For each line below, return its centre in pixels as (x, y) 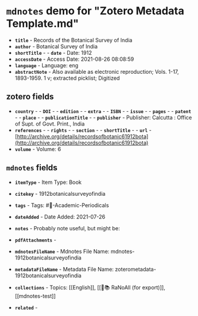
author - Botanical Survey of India (56, 46)
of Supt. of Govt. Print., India (50, 124)
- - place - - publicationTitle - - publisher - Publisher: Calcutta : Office (103, 117)
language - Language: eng (46, 65)
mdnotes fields (32, 168)
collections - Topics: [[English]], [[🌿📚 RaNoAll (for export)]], (90, 287)
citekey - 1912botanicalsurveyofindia (60, 193)
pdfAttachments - (35, 240)
